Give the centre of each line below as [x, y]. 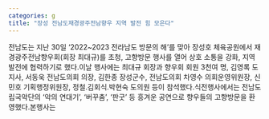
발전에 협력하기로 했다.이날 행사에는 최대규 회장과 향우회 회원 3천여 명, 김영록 [129, 67]
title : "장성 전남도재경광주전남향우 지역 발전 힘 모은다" [91, 23]
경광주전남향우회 [35, 57]
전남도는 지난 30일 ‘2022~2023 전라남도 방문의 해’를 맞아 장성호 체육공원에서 [130, 47]
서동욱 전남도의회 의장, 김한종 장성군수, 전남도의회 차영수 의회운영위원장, [139, 77]
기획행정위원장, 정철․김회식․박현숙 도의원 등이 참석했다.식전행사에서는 [131, 87]
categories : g [32, 16]
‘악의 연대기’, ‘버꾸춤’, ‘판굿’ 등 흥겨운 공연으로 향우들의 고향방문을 [145, 97]
